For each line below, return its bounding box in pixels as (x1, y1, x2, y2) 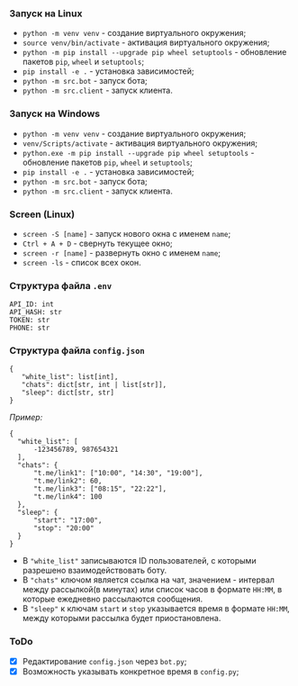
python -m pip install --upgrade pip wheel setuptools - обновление (22, 47, 287, 58)
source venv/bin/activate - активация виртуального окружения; (22, 37, 270, 48)
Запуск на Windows (9, 107, 101, 120)
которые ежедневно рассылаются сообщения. (22, 593, 203, 605)
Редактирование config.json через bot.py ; (22, 655, 187, 666)
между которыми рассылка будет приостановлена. (22, 613, 221, 624)
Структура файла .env (9, 279, 113, 292)
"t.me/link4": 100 (32, 492, 103, 501)
